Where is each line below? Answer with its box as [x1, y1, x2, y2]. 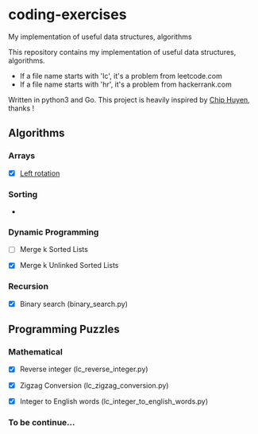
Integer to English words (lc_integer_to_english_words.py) [19, 396, 209, 406]
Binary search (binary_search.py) [19, 299, 129, 308]
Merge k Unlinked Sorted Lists [19, 261, 119, 270]
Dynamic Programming [8, 227, 99, 238]
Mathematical [8, 347, 64, 358]
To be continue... [8, 417, 75, 428]
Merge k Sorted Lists [19, 245, 89, 254]
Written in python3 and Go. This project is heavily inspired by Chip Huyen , [8, 95, 250, 104]
